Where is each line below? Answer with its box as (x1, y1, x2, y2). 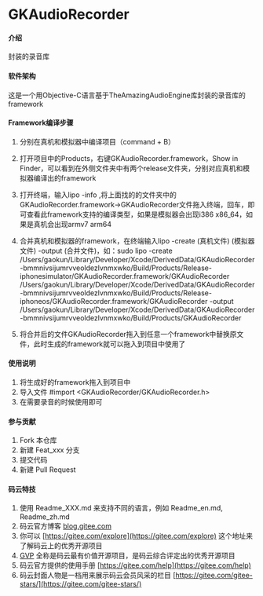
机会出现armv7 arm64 (40, 219, 112, 229)
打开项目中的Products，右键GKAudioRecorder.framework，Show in (19, 153, 239, 163)
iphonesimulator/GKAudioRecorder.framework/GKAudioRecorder (19, 271, 230, 280)
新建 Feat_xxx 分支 (19, 445, 80, 455)
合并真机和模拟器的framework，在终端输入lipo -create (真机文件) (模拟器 (19, 236, 255, 245)
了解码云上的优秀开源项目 (19, 541, 103, 550)
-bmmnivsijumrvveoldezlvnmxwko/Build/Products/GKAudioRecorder (19, 313, 242, 323)
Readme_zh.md (19, 512, 71, 521)
